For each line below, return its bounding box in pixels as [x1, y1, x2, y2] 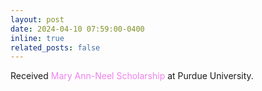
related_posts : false [10, 42, 101, 53]
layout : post [10, 14, 65, 25]
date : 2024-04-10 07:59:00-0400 [10, 24, 145, 34]
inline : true [10, 33, 65, 43]
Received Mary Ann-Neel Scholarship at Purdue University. [10, 70, 254, 82]
